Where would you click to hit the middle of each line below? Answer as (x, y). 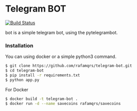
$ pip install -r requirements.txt (43, 75)
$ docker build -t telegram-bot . (42, 99)
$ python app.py (22, 80)
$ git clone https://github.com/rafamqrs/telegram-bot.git (69, 66)
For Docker (17, 89)
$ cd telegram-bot (25, 71)
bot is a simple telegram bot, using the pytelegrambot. (61, 32)
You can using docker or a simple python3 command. (61, 57)
